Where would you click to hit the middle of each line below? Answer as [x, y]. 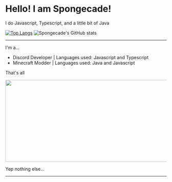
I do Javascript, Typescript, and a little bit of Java [57, 23]
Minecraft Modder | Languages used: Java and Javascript [74, 63]
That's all [15, 72]
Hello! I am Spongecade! [58, 9]
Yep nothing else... [25, 169]
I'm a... [13, 47]
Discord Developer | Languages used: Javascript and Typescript [81, 57]
